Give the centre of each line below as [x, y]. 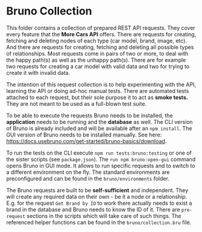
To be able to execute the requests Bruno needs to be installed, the [90, 115]
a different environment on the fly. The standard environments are [88, 172]
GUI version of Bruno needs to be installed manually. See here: [84, 135]
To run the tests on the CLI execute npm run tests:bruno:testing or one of [99, 153]
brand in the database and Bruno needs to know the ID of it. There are [93, 209]
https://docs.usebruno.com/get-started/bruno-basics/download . [87, 141]
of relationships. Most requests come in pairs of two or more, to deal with [97, 53]
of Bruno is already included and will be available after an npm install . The [99, 128]
